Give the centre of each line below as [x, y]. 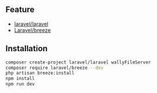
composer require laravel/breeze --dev [55, 68]
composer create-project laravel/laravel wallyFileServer [78, 62]
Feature [20, 10]
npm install [20, 79]
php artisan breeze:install [40, 73]
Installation [27, 49]
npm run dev [20, 84]
